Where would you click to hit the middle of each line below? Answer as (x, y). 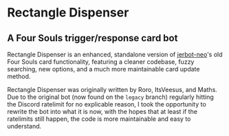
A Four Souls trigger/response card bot (92, 38)
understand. (24, 126)
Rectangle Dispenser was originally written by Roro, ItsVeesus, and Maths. (112, 90)
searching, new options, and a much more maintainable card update (103, 69)
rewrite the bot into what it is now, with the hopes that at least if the (102, 112)
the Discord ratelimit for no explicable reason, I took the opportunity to (107, 104)
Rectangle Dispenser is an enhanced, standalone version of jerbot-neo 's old (115, 54)
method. (19, 76)
